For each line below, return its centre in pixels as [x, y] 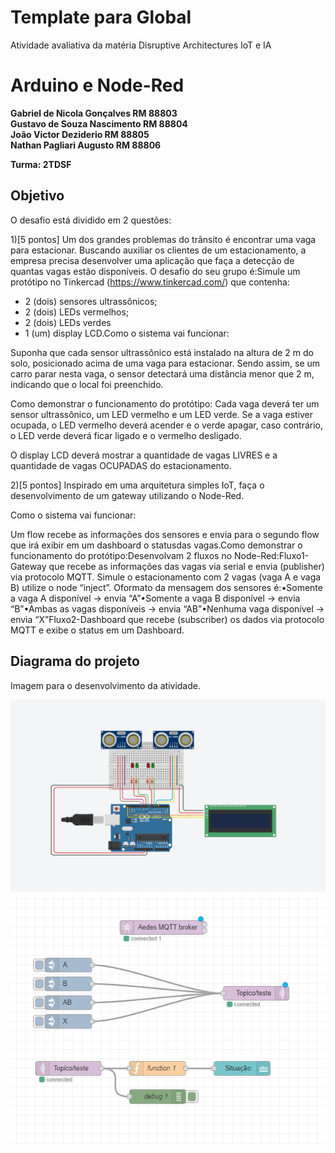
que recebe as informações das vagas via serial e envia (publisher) [186, 566]
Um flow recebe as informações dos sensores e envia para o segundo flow [165, 534]
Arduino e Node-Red [97, 85]
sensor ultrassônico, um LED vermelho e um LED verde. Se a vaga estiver [162, 414]
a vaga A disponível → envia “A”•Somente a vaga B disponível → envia [155, 598]
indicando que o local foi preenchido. [87, 384]
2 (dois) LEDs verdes [68, 322]
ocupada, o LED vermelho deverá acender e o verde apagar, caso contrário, [167, 425]
